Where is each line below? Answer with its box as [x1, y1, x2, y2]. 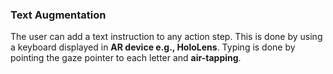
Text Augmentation [10, 8, 107, 22]
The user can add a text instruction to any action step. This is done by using [10, 31, 323, 43]
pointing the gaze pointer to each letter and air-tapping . [10, 52, 242, 64]
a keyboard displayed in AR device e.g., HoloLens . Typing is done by [10, 41, 296, 53]
